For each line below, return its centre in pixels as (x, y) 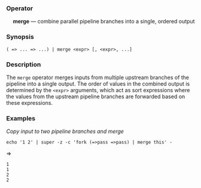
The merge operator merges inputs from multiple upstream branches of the (98, 77)
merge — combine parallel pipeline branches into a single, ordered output (104, 22)
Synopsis (20, 37)
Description (24, 64)
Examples (21, 118)
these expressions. (30, 102)
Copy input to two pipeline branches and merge (65, 131)
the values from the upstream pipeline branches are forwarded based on (96, 96)
